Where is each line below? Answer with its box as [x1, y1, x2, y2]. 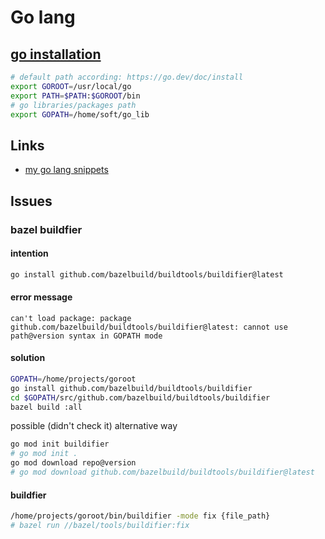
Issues [10, 192, 53, 210]
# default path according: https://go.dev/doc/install [10, 72, 244, 82]
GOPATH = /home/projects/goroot [10, 374, 137, 384]
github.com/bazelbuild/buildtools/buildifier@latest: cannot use [10, 322, 288, 332]
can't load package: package [10, 313, 132, 323]
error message [10, 291, 73, 303]
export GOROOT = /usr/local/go [10, 81, 132, 91]
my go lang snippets [24, 164, 109, 176]
